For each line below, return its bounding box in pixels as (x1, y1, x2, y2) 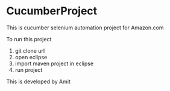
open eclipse (14, 53, 48, 60)
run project (14, 66, 43, 73)
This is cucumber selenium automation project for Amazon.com (6, 24, 164, 31)
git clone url (14, 47, 45, 54)
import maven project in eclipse (14, 60, 94, 67)
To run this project (6, 35, 52, 43)
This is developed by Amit (6, 78, 71, 85)
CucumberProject (6, 4, 98, 18)
